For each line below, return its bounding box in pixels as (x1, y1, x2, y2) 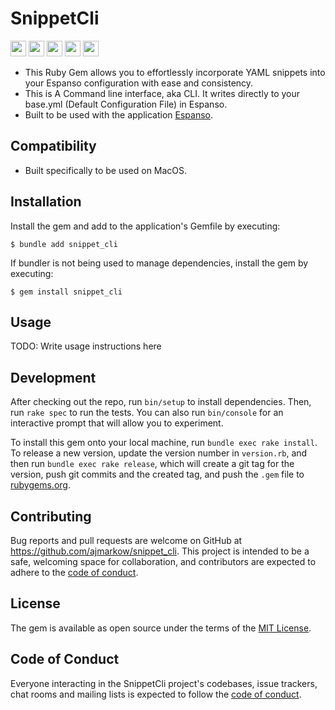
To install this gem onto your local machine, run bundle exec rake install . (10, 437, 318, 449)
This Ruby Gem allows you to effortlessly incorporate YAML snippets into (24, 66, 326, 78)
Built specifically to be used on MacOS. (24, 164, 188, 176)
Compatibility (10, 138, 97, 155)
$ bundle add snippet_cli (10, 239, 118, 249)
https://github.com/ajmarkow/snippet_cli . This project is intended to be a (10, 545, 310, 557)
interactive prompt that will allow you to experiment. (10, 417, 224, 429)
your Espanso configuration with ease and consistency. (24, 77, 254, 89)
